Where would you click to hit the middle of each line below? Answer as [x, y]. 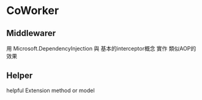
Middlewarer [31, 33]
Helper [20, 76]
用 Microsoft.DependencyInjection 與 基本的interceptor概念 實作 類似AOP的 [101, 48]
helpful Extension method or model [50, 90]
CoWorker [33, 11]
